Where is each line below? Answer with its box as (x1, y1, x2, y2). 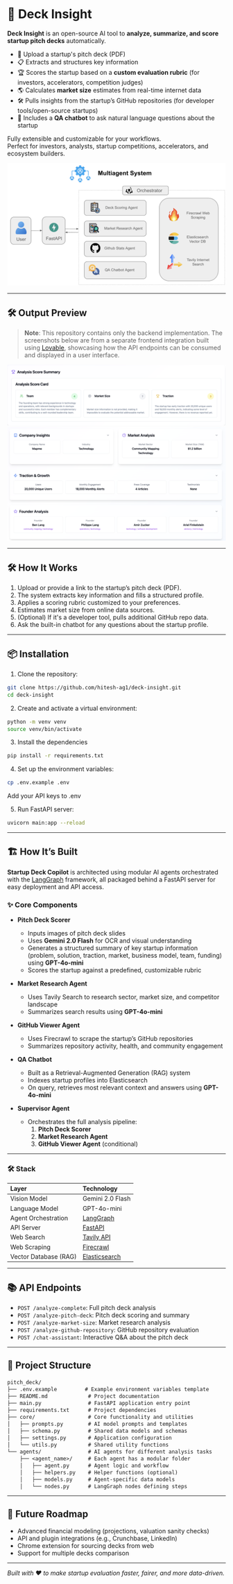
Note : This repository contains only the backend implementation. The (24, 329, 223, 337)
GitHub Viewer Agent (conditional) (37, 1140, 139, 1148)
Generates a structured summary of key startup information (27, 944, 198, 952)
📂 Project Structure (7, 1359, 92, 1372)
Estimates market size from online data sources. (17, 606, 155, 614)
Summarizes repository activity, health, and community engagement (27, 1042, 223, 1050)
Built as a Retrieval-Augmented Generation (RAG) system (27, 1069, 191, 1077)
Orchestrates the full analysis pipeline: (27, 1118, 137, 1126)
